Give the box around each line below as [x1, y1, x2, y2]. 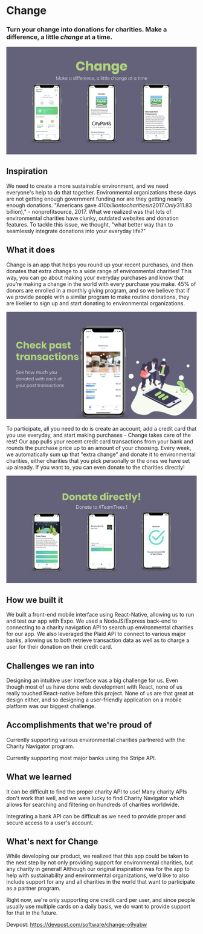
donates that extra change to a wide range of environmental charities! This [6, 267, 192, 274]
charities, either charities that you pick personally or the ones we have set [6, 457, 190, 465]
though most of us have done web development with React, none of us [6, 683, 183, 691]
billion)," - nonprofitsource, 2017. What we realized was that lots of [6, 208, 172, 215]
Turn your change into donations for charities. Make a [6, 25, 167, 34]
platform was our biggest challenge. [6, 702, 96, 709]
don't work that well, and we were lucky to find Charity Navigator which [6, 794, 184, 801]
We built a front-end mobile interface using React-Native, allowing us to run [6, 611, 195, 618]
